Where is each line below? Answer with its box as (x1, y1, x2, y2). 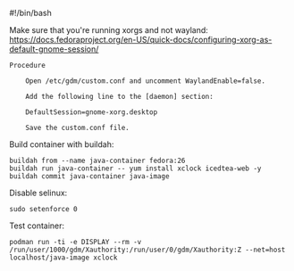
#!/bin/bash (9, 8, 52, 18)
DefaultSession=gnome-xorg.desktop (25, 108, 158, 117)
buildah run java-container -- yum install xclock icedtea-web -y (9, 164, 262, 173)
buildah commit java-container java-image (9, 172, 170, 181)
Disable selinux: (9, 187, 68, 198)
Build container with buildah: (9, 139, 114, 150)
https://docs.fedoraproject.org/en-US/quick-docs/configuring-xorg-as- (9, 35, 273, 45)
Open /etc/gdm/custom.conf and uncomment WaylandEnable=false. (25, 77, 266, 86)
